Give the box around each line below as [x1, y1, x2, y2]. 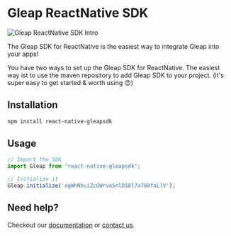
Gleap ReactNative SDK [7, 5, 149, 21]
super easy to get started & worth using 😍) [7, 78, 133, 86]
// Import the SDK [7, 156, 62, 164]
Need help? [7, 202, 59, 214]
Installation [7, 99, 58, 111]
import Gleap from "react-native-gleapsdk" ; [7, 163, 141, 170]
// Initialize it [7, 176, 59, 183]
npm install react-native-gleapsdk [7, 118, 113, 125]
